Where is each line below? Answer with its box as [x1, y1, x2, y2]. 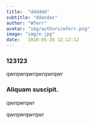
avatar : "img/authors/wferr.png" [6, 25, 90, 32]
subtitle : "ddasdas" [6, 14, 58, 20]
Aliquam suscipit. [6, 85, 59, 94]
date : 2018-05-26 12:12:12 [6, 37, 79, 43]
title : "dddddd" [6, 8, 50, 15]
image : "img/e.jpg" [6, 31, 55, 37]
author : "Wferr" [6, 20, 47, 26]
